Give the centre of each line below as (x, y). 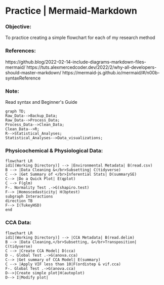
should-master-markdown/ (33, 72)
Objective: (18, 27)
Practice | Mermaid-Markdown (71, 11)
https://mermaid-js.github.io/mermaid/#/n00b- (111, 72)
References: (21, 51)
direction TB (19, 201)
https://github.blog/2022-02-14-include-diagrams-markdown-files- (76, 62)
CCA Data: (18, 223)
